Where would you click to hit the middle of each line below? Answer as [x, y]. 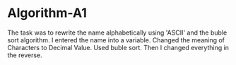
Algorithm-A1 [47, 13]
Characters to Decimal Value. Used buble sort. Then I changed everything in [118, 47]
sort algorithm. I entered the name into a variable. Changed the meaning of [116, 40]
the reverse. [25, 55]
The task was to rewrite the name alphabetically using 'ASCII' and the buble [117, 32]
